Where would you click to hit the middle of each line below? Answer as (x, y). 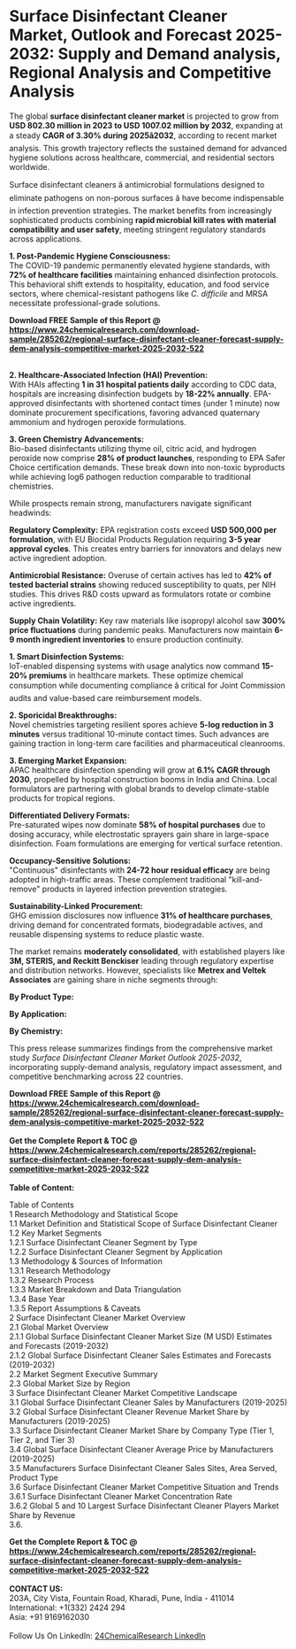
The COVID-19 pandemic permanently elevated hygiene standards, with (140, 265)
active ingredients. (43, 603)
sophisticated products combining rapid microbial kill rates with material (143, 220)
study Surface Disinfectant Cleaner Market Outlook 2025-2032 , (125, 1057)
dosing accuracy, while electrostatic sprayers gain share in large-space (139, 834)
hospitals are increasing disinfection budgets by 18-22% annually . (130, 393)
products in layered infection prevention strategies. (135, 889)
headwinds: (30, 512)
